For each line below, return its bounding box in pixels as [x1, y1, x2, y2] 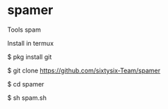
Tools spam [7, 25, 41, 34]
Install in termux [7, 39, 54, 47]
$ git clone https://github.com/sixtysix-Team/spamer [7, 66, 161, 75]
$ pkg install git [7, 52, 52, 61]
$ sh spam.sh [7, 94, 47, 102]
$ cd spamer [7, 79, 44, 88]
